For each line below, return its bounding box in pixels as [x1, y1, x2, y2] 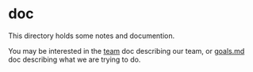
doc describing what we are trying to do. [8, 55, 141, 64]
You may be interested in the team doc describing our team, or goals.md [8, 46, 245, 55]
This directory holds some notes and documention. [8, 31, 175, 40]
